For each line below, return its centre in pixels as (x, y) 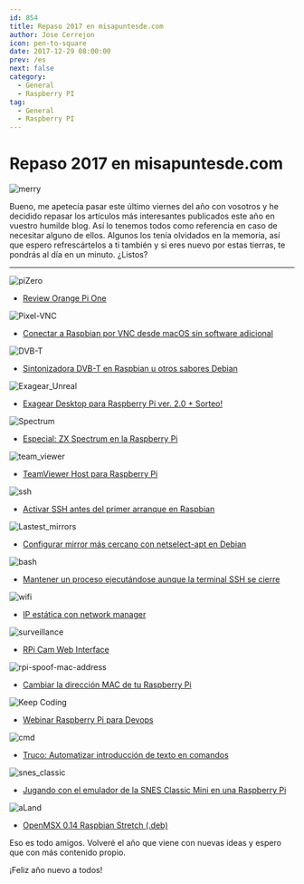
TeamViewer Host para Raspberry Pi (90, 474)
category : (28, 77)
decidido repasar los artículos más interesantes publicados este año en (142, 216)
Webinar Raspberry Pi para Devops (88, 720)
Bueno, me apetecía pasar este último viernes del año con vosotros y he (144, 207)
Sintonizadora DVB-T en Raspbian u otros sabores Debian (130, 369)
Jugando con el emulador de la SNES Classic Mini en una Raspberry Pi (154, 791)
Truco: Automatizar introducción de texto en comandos (125, 755)
